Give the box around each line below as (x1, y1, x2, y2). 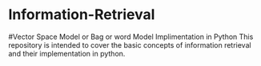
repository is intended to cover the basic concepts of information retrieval (8, 40, 251, 49)
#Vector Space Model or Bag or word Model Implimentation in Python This (8, 32, 254, 41)
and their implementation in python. (8, 49, 126, 58)
